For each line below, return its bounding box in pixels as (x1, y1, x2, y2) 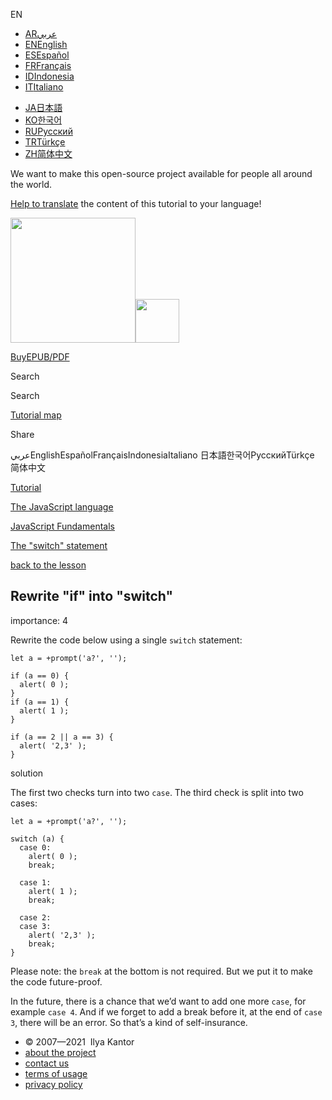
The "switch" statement (10, 540, 108, 551)
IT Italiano (24, 81, 64, 93)
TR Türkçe (24, 136, 66, 148)
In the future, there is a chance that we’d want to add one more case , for (10, 995, 307, 1007)
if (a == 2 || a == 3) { (10, 732, 114, 742)
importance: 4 (10, 614, 69, 626)
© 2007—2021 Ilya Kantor (24, 1035, 135, 1048)
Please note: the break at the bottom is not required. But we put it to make (10, 965, 313, 977)
